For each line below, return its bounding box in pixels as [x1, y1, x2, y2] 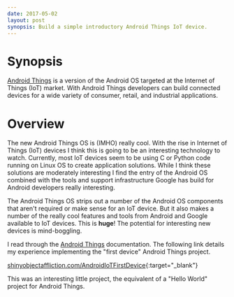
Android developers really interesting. [7, 183, 115, 192]
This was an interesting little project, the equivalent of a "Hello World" [7, 275, 208, 283]
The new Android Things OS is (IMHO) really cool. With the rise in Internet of [7, 139, 228, 147]
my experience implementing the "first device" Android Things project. [7, 247, 211, 256]
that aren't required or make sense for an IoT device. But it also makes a [7, 204, 214, 213]
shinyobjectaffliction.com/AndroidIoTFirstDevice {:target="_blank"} [7, 261, 198, 270]
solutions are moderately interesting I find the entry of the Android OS [7, 168, 208, 177]
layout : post [7, 17, 45, 24]
